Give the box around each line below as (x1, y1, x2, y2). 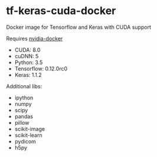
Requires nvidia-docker (6, 35, 63, 42)
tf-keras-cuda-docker (6, 4, 116, 18)
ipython (14, 94, 34, 101)
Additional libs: (6, 82, 42, 89)
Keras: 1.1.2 (14, 71, 42, 78)
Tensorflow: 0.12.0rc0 (14, 65, 68, 72)
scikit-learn (14, 131, 42, 139)
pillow (14, 119, 30, 126)
